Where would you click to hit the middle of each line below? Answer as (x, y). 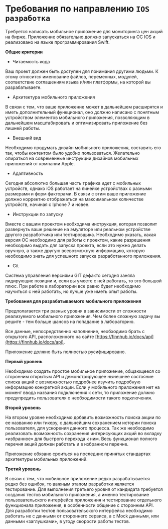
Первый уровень (24, 361)
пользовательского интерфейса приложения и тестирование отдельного (83, 500)
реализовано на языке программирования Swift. (58, 42)
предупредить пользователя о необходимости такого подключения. (79, 398)
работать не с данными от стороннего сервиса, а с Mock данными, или (82, 516)
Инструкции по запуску (38, 214)
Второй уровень (23, 407)
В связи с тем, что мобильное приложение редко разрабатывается (78, 478)
